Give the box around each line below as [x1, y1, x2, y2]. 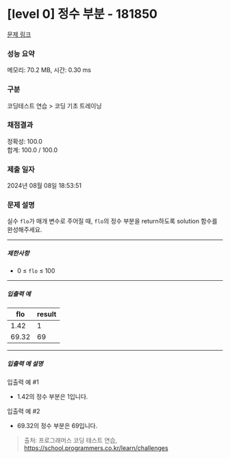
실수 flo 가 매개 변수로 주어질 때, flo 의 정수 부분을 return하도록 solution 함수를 [7, 217, 218, 225]
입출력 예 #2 [7, 407, 40, 415]
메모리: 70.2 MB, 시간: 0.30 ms [7, 66, 92, 74]
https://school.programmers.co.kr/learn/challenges [23, 444, 169, 452]
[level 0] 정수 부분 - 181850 [7, 6, 157, 22]
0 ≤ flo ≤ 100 [16, 266, 55, 275]
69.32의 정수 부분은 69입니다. [16, 422, 98, 430]
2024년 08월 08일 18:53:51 [7, 182, 82, 190]
